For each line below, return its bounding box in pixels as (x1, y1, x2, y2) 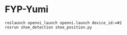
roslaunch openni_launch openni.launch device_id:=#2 (5, 20, 122, 25)
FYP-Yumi (5, 4, 49, 15)
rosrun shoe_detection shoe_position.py (5, 24, 93, 30)
